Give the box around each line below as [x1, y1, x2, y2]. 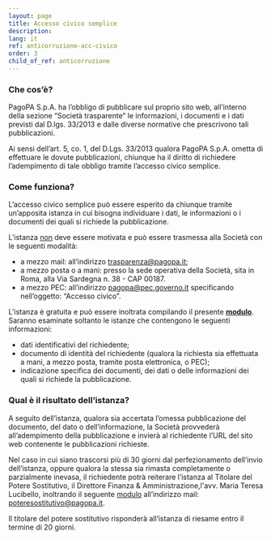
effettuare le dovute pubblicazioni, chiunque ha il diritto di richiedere [8, 152, 236, 162]
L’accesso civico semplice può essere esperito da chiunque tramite [8, 199, 233, 209]
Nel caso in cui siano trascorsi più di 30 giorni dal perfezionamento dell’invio [8, 455, 263, 465]
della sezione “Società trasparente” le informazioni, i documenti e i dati [8, 111, 244, 121]
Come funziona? [8, 182, 75, 193]
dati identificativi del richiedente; [19, 340, 129, 349]
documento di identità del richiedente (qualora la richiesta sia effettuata [19, 349, 259, 358]
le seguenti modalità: [8, 241, 78, 251]
